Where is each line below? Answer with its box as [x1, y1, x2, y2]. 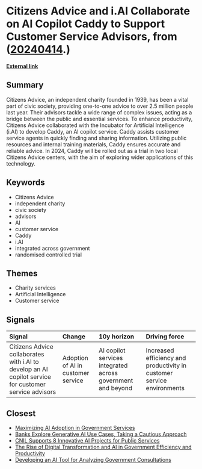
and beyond [99, 384, 132, 393]
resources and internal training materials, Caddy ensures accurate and [6, 140, 181, 148]
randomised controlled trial [14, 251, 82, 258]
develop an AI [9, 365, 48, 374]
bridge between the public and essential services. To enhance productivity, [6, 115, 193, 122]
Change [62, 332, 86, 341]
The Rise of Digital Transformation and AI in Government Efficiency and [14, 444, 192, 450]
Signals [6, 314, 35, 325]
